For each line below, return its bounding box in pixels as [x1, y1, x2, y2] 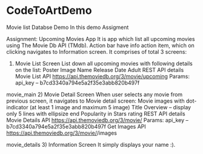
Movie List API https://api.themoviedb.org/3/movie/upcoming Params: [15, 72, 190, 80]
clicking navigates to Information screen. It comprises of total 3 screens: [6, 48, 187, 55]
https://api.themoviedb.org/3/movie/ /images [6, 129, 117, 136]
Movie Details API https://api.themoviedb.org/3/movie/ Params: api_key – [6, 116, 189, 124]
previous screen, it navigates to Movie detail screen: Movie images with [6, 97, 185, 104]
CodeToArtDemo [6, 4, 92, 18]
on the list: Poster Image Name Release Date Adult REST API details [15, 66, 184, 73]
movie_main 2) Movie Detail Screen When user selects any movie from [6, 91, 183, 98]
